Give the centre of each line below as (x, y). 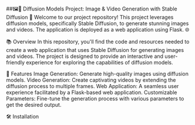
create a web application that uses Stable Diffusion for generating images (95, 50)
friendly (16, 62)
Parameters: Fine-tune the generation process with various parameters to (95, 98)
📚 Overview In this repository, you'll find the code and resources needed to (98, 41)
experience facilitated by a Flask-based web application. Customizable (92, 92)
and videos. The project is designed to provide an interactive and (85, 56)
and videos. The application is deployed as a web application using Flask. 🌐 (98, 29)
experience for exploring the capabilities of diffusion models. (100, 62)
